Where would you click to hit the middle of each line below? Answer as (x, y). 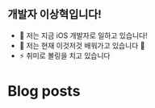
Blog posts (44, 91)
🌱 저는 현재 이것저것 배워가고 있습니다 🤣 (82, 45)
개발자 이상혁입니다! (54, 15)
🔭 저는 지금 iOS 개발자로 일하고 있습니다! (83, 35)
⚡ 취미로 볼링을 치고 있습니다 (65, 56)
